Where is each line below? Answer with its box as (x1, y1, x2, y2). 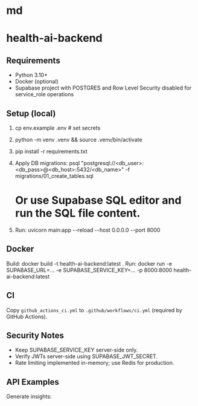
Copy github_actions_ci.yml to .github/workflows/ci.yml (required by (6, 306, 182, 313)
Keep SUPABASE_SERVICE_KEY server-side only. (14, 346, 138, 354)
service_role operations (14, 91, 74, 98)
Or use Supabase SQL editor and (14, 194, 182, 208)
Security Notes (6, 330, 65, 341)
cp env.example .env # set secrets (14, 125, 101, 131)
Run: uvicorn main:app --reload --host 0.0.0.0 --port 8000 (14, 226, 161, 234)
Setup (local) (6, 108, 56, 119)
